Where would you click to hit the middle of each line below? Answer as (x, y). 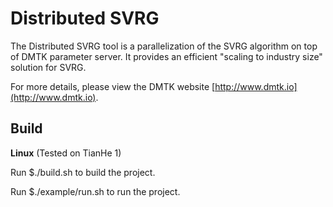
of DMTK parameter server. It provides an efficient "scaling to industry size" (166, 56)
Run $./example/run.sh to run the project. (95, 191)
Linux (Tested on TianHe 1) (66, 153)
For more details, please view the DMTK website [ (113, 86)
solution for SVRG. (48, 67)
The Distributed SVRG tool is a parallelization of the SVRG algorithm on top (164, 46)
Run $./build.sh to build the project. (83, 172)
